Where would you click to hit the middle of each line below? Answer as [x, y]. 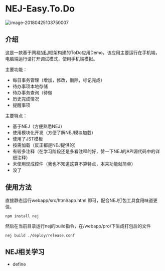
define [19, 264]
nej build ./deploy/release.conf [40, 235]
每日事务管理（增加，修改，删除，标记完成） [59, 80]
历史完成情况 [26, 98]
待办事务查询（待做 [32, 92]
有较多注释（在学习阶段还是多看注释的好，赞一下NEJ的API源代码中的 [84, 151]
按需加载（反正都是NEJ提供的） [45, 145]
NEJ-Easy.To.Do [40, 9]
